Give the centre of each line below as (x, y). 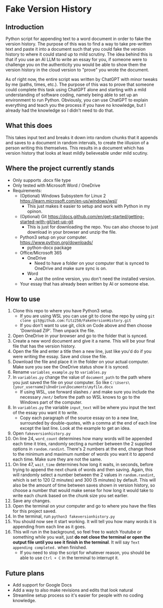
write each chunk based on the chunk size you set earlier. (70, 496)
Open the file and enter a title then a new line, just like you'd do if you (82, 351)
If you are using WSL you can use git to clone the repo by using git (87, 316)
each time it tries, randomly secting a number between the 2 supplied (82, 444)
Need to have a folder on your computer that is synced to (92, 263)
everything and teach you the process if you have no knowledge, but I (76, 105)
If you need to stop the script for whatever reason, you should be (85, 553)
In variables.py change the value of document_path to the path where (82, 377)
